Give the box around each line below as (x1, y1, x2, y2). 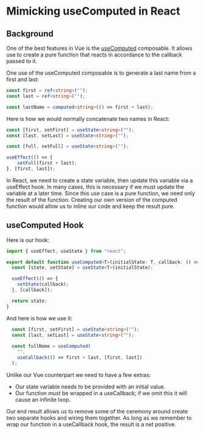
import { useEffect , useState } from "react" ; (6, 248, 126, 254)
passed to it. (6, 58, 38, 64)
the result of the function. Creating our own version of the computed (6, 196, 178, 203)
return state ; (12, 298, 47, 304)
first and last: (6, 76, 39, 83)
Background (6, 29, 53, 39)
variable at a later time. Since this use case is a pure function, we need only (6, 190, 195, 197)
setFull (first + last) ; (17, 160, 78, 167)
